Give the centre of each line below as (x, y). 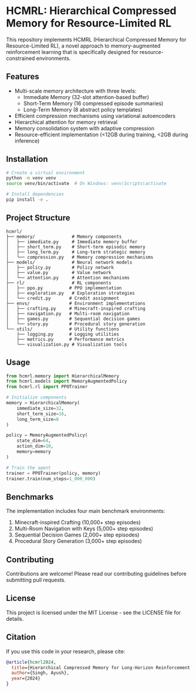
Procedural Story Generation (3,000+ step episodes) (78, 541)
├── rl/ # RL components (59, 283)
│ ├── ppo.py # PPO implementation (64, 288)
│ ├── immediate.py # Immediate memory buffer (72, 242)
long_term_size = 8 (38, 419)
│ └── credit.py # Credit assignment (62, 298)
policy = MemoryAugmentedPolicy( (47, 436)
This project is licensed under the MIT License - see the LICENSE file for (93, 612)
